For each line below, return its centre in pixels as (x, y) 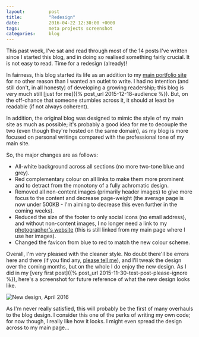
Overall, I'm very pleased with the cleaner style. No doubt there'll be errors (97, 254)
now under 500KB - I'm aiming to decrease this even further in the (96, 205)
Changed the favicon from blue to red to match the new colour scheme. (102, 242)
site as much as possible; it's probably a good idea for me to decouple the (97, 124)
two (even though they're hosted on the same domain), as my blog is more (97, 131)
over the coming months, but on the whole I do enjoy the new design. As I (96, 267)
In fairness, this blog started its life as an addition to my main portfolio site (97, 75)
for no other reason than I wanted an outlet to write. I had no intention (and (97, 82)
